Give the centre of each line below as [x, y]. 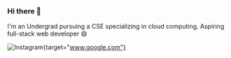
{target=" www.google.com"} [84, 48]
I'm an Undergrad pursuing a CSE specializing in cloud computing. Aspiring [116, 27]
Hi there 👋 [24, 11]
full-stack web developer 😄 [47, 34]
